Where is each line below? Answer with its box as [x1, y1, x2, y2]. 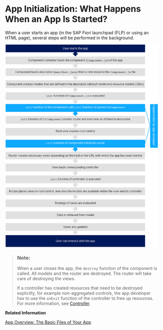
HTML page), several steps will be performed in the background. [5, 35, 134, 41]
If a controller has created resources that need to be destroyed [16, 285, 143, 291]
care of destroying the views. [16, 275, 76, 282]
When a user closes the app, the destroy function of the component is [16, 265, 158, 271]
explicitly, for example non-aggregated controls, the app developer [16, 290, 151, 296]
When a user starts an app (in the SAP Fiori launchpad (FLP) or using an [5, 30, 149, 35]
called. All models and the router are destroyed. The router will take [16, 270, 152, 276]
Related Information [5, 310, 46, 315]
